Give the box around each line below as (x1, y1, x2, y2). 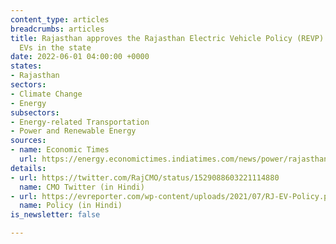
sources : (10, 136, 47, 146)
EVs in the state (19, 42, 92, 53)
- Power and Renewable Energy (10, 126, 137, 136)
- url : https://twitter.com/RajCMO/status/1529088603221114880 (10, 172, 280, 183)
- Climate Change (10, 89, 83, 99)
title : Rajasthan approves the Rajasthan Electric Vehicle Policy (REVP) (10, 33, 325, 43)
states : (10, 61, 43, 71)
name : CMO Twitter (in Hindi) (19, 182, 145, 192)
